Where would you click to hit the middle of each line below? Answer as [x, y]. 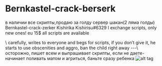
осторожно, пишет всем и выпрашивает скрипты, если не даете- [75, 53]
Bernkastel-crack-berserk [60, 9]
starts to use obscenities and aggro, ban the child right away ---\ [72, 48]
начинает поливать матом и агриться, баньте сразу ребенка [70, 58]
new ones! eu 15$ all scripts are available [47, 33]
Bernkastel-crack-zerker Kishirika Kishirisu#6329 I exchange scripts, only [81, 27]
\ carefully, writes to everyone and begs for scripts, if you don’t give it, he [81, 42]
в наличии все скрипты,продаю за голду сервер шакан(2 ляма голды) [80, 22]
